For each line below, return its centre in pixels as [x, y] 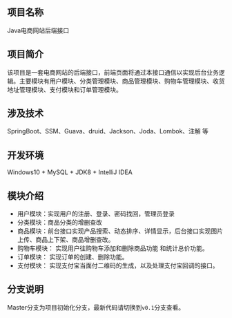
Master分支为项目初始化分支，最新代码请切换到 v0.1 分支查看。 [96, 307]
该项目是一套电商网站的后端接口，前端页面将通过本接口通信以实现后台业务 [113, 72]
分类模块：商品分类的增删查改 [59, 223]
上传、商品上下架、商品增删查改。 [66, 240]
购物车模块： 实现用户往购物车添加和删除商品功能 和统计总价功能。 [113, 248]
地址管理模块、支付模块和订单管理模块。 [65, 89]
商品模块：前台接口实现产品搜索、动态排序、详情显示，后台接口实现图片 [120, 231]
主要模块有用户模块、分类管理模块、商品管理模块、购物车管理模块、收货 [122, 81]
